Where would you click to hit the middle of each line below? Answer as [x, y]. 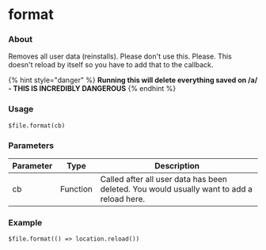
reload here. [123, 199]
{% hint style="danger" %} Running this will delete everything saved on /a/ [133, 80]
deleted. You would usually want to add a [177, 189]
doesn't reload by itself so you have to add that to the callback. [111, 65]
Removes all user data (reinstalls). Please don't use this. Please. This [120, 56]
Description [177, 166]
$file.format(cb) [37, 125]
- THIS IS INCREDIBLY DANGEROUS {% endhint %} [92, 89]
